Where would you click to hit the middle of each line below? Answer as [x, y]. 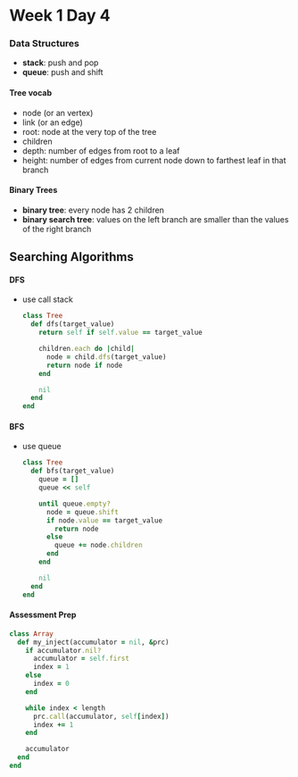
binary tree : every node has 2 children [93, 210]
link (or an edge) [52, 122]
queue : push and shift [63, 72]
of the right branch [57, 229]
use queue [42, 447]
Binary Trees [33, 190]
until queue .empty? [75, 504]
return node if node [84, 365]
